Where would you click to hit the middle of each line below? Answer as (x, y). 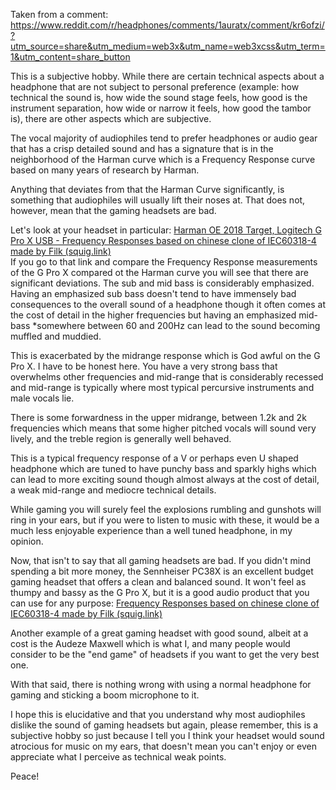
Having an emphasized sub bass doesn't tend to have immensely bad (153, 293)
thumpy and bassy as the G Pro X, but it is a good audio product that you (160, 592)
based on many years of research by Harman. (105, 170)
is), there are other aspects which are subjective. (111, 118)
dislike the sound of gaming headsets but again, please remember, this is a (164, 725)
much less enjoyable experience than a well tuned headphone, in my (151, 530)
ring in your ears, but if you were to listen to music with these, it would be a (165, 520)
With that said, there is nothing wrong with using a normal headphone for (161, 684)
